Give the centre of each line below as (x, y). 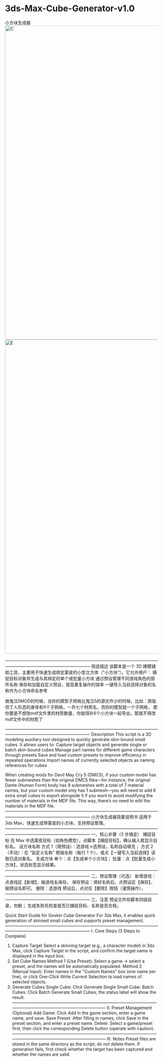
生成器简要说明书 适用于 (128, 817)
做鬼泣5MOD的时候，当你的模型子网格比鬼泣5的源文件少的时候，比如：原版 (81, 701)
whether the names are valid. (41, 1054)
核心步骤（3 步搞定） (121, 834)
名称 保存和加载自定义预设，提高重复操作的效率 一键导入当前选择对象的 (80, 684)
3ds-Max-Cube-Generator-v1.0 (70, 9)
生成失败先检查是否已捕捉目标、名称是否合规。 (74, 905)
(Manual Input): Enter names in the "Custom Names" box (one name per (84, 971)
